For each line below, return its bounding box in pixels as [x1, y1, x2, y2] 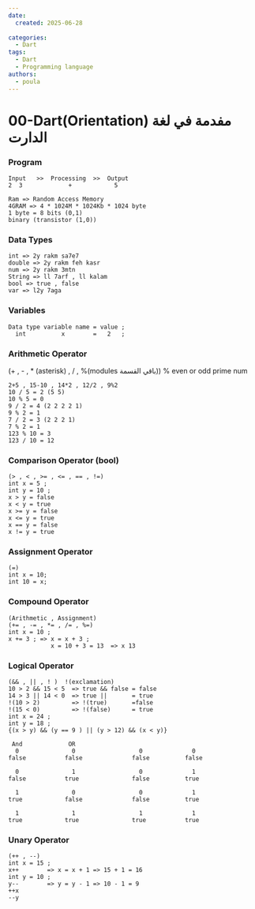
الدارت [8, 128, 47, 146]
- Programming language [15, 63, 93, 71]
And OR [11, 740, 77, 749]
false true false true [8, 775, 200, 783]
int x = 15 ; [8, 859, 51, 867]
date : [8, 11, 26, 20]
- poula [15, 77, 41, 85]
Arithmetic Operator [8, 348, 88, 359]
